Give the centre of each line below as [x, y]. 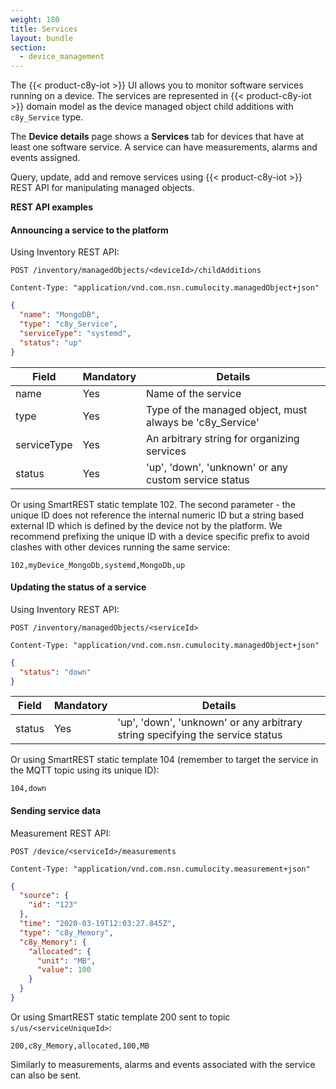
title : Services [44, 29]
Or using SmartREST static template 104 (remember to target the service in [164, 760]
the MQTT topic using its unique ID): [85, 770]
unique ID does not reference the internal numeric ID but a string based [157, 515]
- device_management [62, 57]
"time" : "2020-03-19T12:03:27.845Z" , [98, 924]
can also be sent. [46, 1075]
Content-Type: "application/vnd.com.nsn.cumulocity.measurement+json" [160, 869]
